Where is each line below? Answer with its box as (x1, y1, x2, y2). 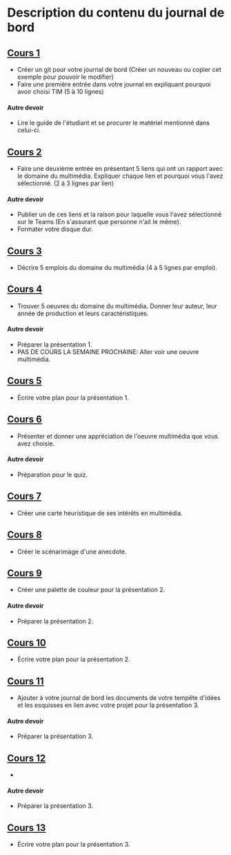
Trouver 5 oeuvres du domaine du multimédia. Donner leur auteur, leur (17, 302, 217, 310)
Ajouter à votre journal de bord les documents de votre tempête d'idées (17, 694, 221, 702)
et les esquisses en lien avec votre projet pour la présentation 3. (17, 701, 199, 710)
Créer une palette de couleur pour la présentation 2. (17, 586, 165, 594)
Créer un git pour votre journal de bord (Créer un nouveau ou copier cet (17, 66, 222, 73)
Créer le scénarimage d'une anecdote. (17, 547, 127, 555)
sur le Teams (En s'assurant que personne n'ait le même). (17, 218, 181, 226)
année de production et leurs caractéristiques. (17, 309, 149, 318)
